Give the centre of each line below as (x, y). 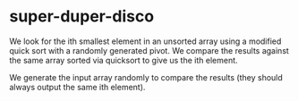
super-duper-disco (82, 17)
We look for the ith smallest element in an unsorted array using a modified (145, 41)
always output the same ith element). (77, 87)
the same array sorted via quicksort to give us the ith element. (124, 60)
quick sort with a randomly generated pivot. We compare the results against (149, 50)
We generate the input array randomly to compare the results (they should (146, 77)
